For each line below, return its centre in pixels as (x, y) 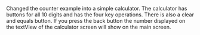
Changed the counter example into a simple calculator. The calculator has (97, 8)
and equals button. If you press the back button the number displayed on (96, 21)
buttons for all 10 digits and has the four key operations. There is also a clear (100, 15)
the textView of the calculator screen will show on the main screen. (89, 27)
